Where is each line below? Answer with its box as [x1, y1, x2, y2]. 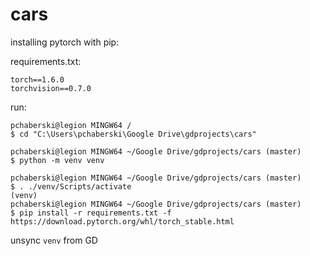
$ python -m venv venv [10, 155, 105, 165]
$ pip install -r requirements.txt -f [10, 208, 172, 218]
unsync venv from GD [10, 234, 98, 246]
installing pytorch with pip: [10, 36, 120, 48]
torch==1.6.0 [10, 74, 65, 85]
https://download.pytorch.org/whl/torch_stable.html [10, 216, 235, 227]
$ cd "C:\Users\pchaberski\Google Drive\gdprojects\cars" [10, 129, 257, 139]
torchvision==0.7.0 [10, 83, 92, 93]
